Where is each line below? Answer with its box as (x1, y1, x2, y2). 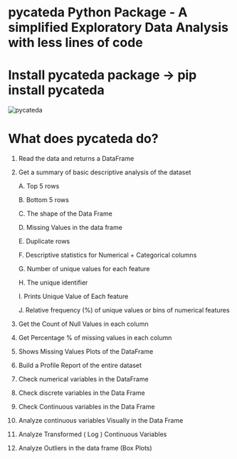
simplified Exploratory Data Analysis (8, 19, 229, 36)
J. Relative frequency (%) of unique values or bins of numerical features (18, 306, 230, 315)
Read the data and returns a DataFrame (18, 154, 135, 163)
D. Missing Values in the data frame (18, 223, 123, 232)
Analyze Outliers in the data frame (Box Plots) (18, 444, 152, 453)
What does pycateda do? (8, 131, 159, 147)
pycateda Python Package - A (8, 4, 188, 21)
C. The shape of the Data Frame (18, 209, 112, 218)
